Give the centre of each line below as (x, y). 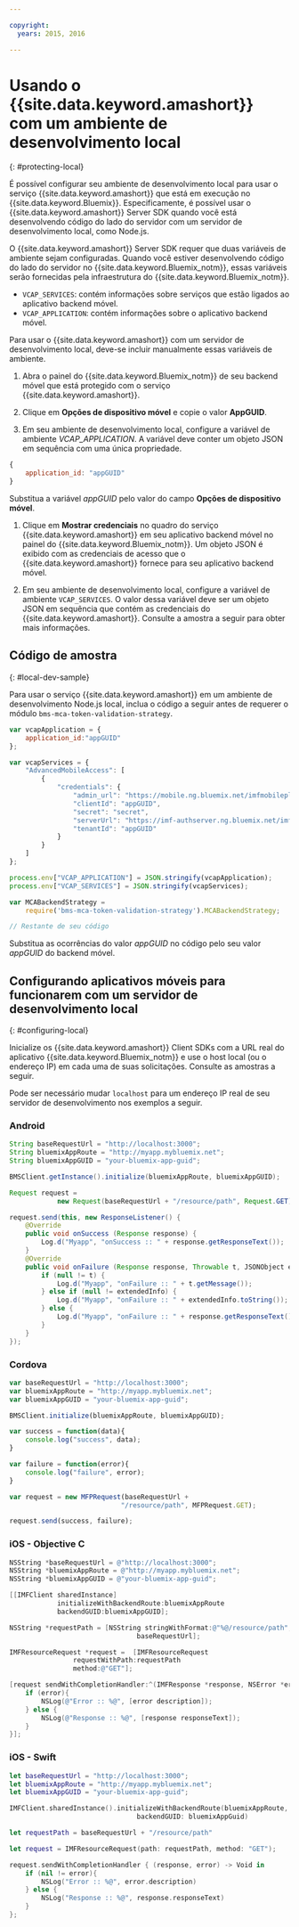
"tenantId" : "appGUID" (115, 829)
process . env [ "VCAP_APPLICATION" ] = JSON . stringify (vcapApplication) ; (141, 878)
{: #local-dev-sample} (50, 677)
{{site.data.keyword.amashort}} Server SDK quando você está (123, 212)
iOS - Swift (33, 1758)
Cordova (28, 1364)
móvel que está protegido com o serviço (96, 386)
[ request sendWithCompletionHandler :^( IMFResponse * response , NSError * (147, 1685)
